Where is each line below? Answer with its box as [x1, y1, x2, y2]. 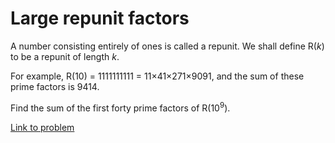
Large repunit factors [10, 7, 190, 30]
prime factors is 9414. [10, 80, 100, 92]
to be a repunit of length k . [10, 50, 120, 62]
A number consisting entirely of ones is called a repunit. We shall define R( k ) [10, 40, 325, 52]
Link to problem [10, 121, 75, 133]
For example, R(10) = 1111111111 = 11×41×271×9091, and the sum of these [10, 70, 305, 82]
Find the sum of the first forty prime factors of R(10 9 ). [10, 100, 231, 114]
